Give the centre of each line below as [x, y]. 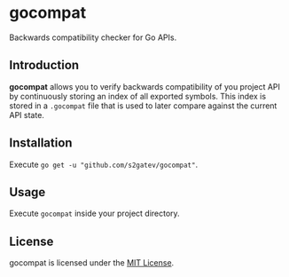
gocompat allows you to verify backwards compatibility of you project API [145, 86]
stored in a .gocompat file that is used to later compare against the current [143, 106]
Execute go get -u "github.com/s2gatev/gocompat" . [103, 164]
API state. [27, 115]
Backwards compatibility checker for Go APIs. [93, 37]
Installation [41, 143]
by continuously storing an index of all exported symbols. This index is [138, 96]
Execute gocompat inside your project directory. [94, 214]
